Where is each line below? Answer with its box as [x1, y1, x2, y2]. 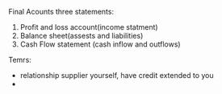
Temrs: [8, 55, 32, 64]
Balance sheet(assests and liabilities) [19, 31, 144, 40]
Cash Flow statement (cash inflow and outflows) [19, 39, 181, 49]
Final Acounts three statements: [8, 7, 115, 16]
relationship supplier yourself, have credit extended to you [19, 71, 214, 80]
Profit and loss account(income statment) [19, 22, 159, 31]
